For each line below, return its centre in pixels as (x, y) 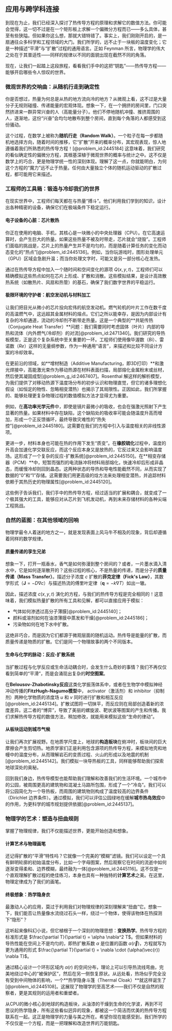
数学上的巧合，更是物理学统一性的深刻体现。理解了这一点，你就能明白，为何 (86, 162)
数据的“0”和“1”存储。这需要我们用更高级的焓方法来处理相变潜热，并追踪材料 (86, 475)
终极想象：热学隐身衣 (28, 894)
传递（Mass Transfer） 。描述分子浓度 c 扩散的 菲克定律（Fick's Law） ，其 (82, 577)
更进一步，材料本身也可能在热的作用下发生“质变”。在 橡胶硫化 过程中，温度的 (86, 443)
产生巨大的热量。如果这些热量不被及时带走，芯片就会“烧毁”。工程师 (94, 239)
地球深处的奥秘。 (23, 767)
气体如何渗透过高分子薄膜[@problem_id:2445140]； (68, 611)
